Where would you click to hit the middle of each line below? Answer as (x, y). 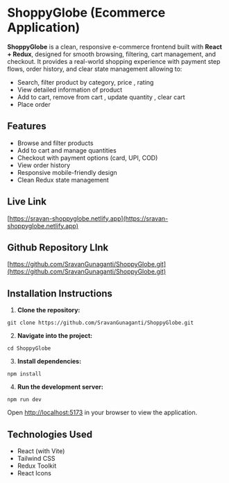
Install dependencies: (49, 362)
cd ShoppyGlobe (29, 348)
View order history (44, 165)
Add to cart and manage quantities (67, 150)
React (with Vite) (41, 451)
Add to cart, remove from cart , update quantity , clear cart (101, 97)
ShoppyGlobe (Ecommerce (86, 13)
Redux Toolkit (37, 466)
